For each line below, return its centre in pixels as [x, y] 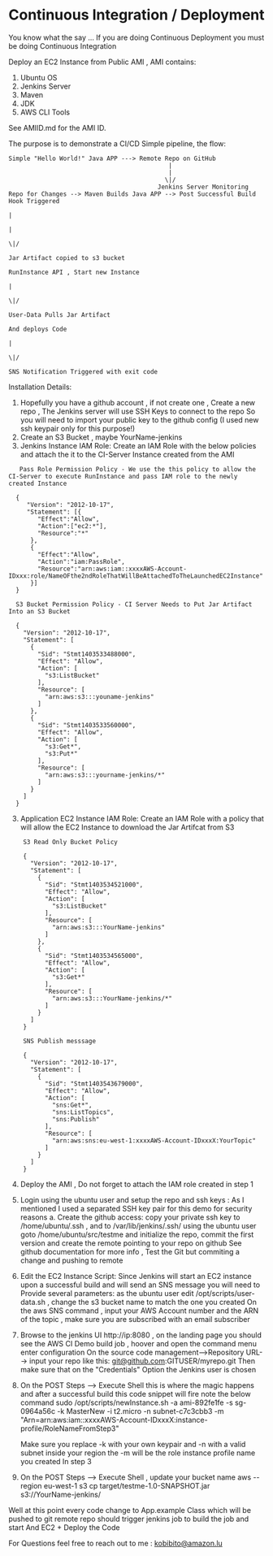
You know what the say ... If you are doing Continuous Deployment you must [136, 37]
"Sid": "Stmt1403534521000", [94, 884]
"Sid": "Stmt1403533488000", [87, 654]
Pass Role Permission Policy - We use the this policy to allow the [137, 469]
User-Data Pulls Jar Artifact [60, 314]
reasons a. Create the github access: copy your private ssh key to [130, 1217]
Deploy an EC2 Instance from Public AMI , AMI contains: [102, 62]
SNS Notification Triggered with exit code [83, 371]
